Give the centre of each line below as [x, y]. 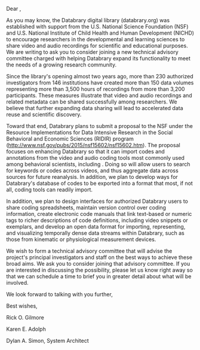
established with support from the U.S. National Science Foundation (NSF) [98, 27]
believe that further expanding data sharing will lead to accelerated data [95, 108]
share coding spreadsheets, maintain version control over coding [86, 208]
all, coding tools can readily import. [50, 190]
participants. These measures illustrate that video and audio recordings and [99, 95]
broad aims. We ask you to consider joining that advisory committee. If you [98, 264]
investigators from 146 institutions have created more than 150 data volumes [100, 83]
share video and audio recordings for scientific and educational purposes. [97, 45]
